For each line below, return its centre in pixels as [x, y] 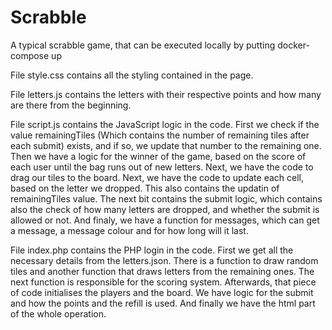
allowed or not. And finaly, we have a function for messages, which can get [165, 220]
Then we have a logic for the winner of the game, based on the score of [158, 156]
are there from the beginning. [71, 105]
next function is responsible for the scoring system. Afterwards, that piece [163, 282]
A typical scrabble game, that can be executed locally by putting [143, 45]
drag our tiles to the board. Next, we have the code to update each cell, [157, 177]
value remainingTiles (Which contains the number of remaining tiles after [160, 135]
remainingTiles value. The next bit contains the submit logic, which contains [166, 198]
